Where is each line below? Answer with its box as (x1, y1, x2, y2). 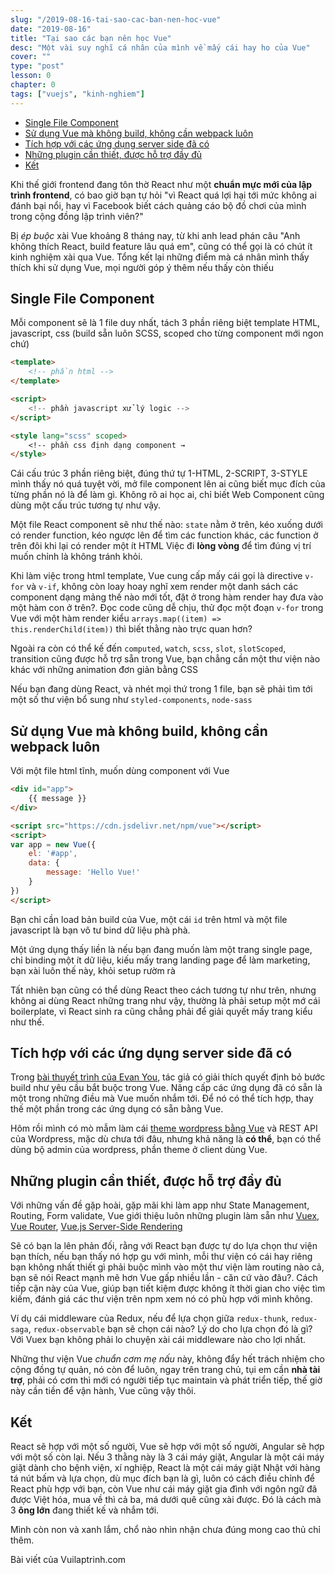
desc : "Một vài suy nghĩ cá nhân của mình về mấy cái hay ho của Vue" (10, 42, 311, 53)
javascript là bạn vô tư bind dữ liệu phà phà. (10, 924, 191, 936)
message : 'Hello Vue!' (46, 867, 141, 878)
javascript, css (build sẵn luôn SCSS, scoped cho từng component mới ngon (10, 327, 324, 340)
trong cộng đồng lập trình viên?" (10, 210, 144, 222)
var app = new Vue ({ (10, 839, 97, 850)
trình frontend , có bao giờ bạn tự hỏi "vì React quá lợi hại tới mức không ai (10, 189, 317, 201)
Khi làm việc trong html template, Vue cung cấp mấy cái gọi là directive (10, 570, 303, 582)
